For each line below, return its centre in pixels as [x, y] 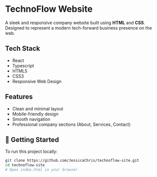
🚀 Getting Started [32, 139]
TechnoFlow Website [49, 9]
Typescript [23, 65]
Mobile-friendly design [35, 114]
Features [19, 97]
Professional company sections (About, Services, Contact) [71, 124]
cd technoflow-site [25, 165]
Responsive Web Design [37, 81]
